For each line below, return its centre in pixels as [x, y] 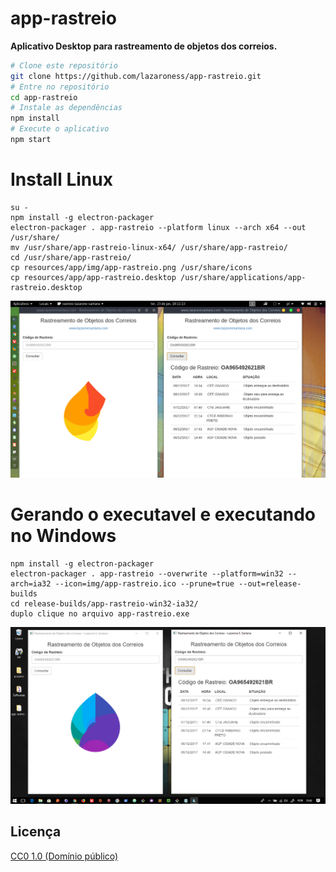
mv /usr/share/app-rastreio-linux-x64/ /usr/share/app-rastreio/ [149, 247]
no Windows [63, 536]
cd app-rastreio [44, 97]
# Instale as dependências [66, 108]
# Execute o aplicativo [60, 129]
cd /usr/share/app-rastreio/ [71, 257]
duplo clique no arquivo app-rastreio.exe [100, 613]
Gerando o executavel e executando [163, 514]
